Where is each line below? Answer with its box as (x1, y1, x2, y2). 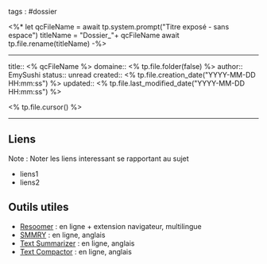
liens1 (19, 169, 39, 178)
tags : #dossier (8, 7, 57, 16)
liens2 (19, 178, 40, 187)
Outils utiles (8, 201, 69, 214)
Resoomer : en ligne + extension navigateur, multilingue (19, 221, 202, 231)
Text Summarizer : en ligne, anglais (19, 238, 135, 248)
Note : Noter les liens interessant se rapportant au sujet (8, 154, 189, 163)
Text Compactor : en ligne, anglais (19, 247, 133, 256)
